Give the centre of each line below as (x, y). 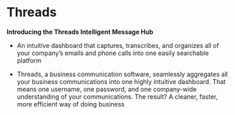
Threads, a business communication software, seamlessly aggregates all (122, 74)
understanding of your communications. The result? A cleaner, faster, (117, 97)
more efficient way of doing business (70, 104)
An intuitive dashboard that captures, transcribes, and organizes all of (118, 45)
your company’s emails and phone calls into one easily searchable (113, 53)
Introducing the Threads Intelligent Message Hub (80, 32)
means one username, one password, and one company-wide (107, 89)
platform (29, 60)
